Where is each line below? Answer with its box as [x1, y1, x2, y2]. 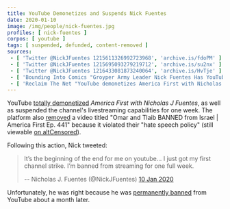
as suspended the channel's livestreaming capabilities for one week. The [7, 106, 213, 114]
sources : [7, 49, 32, 56]
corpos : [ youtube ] [7, 36, 66, 42]
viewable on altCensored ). [7, 128, 81, 136]
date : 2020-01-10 [7, 16, 57, 23]
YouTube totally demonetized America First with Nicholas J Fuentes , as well [7, 99, 221, 107]
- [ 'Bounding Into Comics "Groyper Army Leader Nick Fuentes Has [10, 73, 204, 81]
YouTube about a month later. [7, 196, 90, 204]
